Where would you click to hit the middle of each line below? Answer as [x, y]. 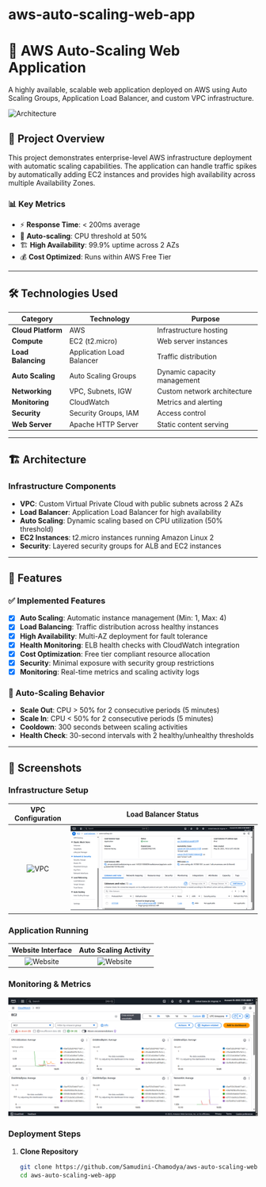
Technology [110, 318]
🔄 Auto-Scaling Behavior [57, 693]
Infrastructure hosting [192, 330]
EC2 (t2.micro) [93, 341]
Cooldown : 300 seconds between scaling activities [104, 727]
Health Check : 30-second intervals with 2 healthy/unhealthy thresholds [137, 736]
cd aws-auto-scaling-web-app [68, 1175]
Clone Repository [49, 1151]
